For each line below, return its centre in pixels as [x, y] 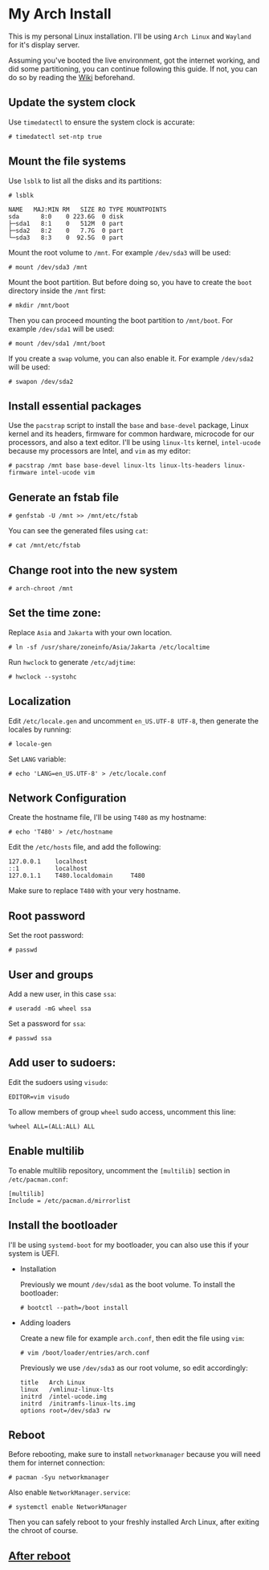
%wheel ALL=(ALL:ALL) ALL [51, 1126]
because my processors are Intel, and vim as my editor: [100, 451]
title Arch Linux [53, 1382]
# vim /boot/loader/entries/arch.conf [85, 1353]
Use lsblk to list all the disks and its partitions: [85, 181]
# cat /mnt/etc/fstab [45, 546]
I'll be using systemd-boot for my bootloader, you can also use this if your [128, 1245]
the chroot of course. [43, 1531]
